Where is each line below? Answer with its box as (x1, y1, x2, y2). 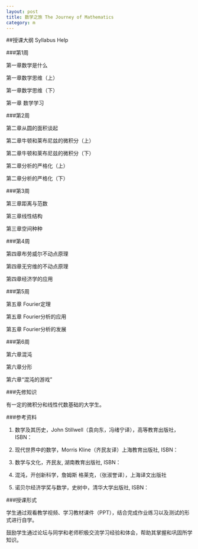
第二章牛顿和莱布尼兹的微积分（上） (6, 137, 95, 144)
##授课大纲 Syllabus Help (6, 37, 69, 44)
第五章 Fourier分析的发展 (6, 326, 67, 333)
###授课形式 (6, 496, 37, 503)
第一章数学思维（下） (6, 87, 58, 94)
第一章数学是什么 (6, 62, 48, 69)
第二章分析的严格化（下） (6, 175, 69, 182)
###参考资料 (6, 414, 37, 421)
